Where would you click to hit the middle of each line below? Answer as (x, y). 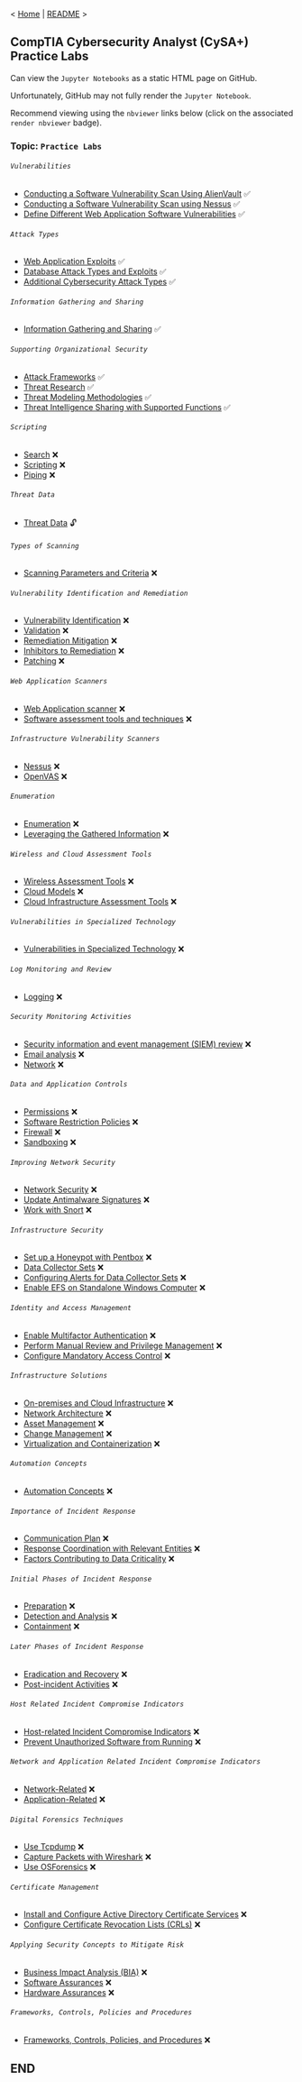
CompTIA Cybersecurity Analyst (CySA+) (129, 42)
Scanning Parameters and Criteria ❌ (90, 573)
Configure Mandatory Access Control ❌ (97, 1355)
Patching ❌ (44, 661)
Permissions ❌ (50, 1111)
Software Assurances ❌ (67, 1982)
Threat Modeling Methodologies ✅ (87, 397)
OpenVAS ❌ (45, 776)
